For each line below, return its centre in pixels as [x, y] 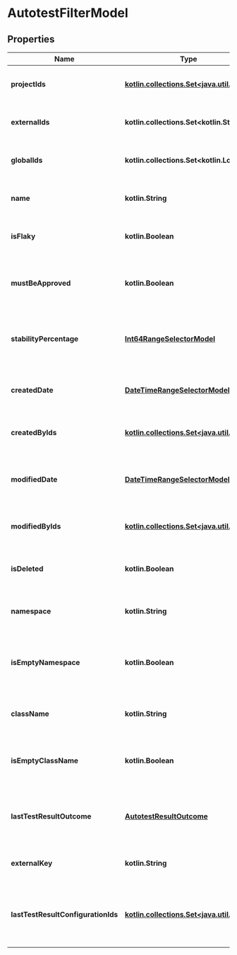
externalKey [32, 863]
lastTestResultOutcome [51, 816]
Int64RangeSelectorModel [170, 339]
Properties [31, 39]
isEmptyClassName [45, 760]
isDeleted [27, 569]
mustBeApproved [41, 283]
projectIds [28, 84]
